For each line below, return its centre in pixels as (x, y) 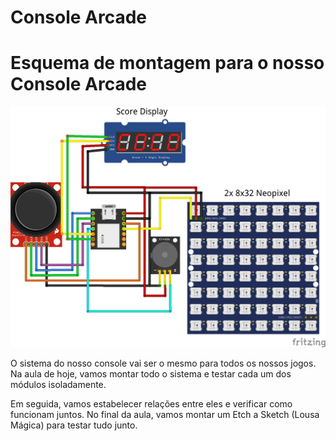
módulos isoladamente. (58, 384)
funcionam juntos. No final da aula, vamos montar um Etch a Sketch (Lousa (165, 414)
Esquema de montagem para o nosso (167, 63)
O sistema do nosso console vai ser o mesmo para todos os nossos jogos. (163, 363)
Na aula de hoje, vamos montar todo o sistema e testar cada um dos (151, 373)
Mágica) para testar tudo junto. (74, 425)
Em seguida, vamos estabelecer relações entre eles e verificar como (151, 403)
